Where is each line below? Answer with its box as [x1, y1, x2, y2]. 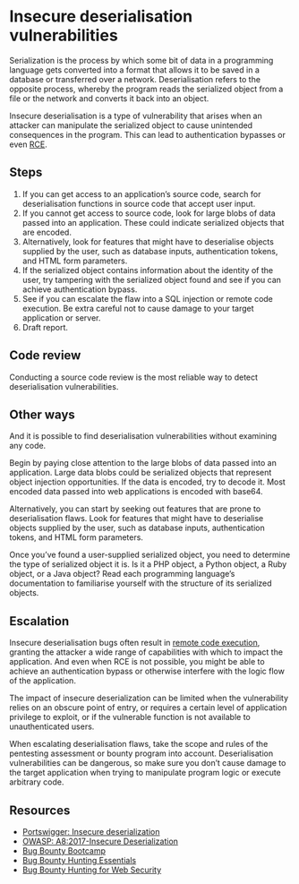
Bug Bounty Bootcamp [21, 845, 106, 856]
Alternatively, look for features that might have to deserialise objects [21, 236, 275, 247]
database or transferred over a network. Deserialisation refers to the [9, 73, 261, 84]
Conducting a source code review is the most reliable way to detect [9, 372, 258, 382]
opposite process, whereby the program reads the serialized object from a [9, 83, 284, 94]
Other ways [9, 407, 76, 422]
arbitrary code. [9, 777, 64, 787]
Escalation [9, 614, 70, 629]
